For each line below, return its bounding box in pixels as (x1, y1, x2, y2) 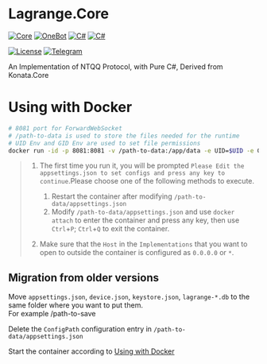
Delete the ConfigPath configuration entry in (8, 324, 153, 334)
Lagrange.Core (8, 5, 110, 23)
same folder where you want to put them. (8, 300, 143, 310)
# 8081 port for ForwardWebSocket (8, 124, 123, 132)
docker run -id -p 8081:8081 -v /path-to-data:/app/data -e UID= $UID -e (8, 146, 254, 155)
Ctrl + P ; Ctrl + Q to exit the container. (51, 224, 170, 234)
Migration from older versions (8, 271, 159, 285)
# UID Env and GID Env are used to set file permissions (8, 139, 201, 147)
